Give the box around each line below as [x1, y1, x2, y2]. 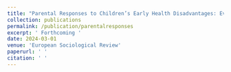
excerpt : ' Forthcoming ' [7, 29, 81, 36]
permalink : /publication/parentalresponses [7, 23, 134, 29]
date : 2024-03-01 [7, 36, 57, 43]
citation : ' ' [7, 55, 48, 62]
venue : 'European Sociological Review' [7, 42, 122, 49]
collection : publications [7, 16, 81, 23]
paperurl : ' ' [7, 49, 48, 56]
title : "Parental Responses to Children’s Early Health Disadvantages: [7, 10, 217, 17]
